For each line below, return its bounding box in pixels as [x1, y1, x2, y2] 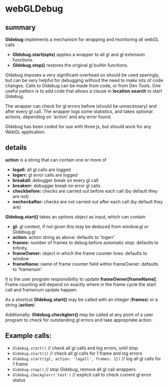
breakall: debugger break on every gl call [12, 177, 99, 183]
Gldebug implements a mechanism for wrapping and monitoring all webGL [5, 36, 159, 42]
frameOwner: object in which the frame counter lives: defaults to [12, 250, 147, 256]
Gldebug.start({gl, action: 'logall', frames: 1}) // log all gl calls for [12, 355, 161, 361]
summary [5, 23, 36, 32]
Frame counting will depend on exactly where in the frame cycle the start [5, 281, 156, 287]
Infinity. [12, 245, 29, 251]
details [5, 143, 27, 152]
